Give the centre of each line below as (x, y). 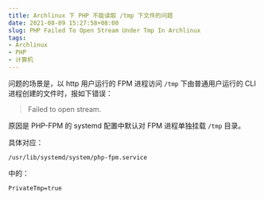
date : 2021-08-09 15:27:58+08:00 (64, 23)
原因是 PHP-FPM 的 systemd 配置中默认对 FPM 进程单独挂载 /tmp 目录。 (127, 125)
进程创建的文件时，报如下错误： (60, 93)
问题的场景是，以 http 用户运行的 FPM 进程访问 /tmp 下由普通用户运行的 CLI (132, 83)
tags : (17, 38)
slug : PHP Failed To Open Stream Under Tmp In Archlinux (105, 30)
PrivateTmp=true (35, 188)
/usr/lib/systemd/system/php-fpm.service (78, 157)
